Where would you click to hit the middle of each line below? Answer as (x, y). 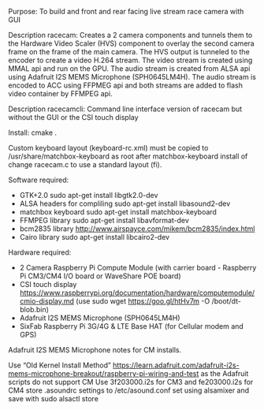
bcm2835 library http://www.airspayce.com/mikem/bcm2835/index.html (137, 229)
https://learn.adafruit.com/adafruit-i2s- (176, 365)
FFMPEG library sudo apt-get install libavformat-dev (104, 220)
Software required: (39, 180)
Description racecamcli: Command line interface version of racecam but (125, 109)
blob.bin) (34, 309)
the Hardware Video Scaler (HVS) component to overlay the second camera (131, 43)
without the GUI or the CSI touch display (74, 117)
